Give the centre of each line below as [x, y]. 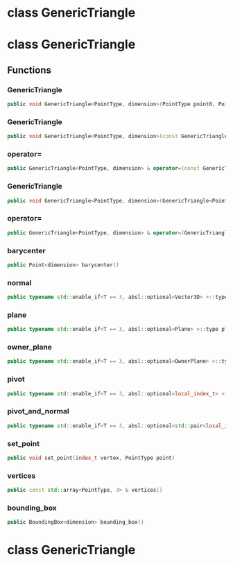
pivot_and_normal [38, 411]
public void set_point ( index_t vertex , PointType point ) [91, 458]
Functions [29, 70]
